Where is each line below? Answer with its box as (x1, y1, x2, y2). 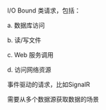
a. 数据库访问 (7, 21, 45, 30)
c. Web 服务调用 (7, 51, 54, 59)
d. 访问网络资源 (7, 65, 52, 74)
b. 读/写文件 (7, 36, 42, 45)
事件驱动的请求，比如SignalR (7, 80, 91, 89)
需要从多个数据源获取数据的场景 (7, 95, 99, 104)
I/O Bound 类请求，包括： (7, 6, 82, 15)
